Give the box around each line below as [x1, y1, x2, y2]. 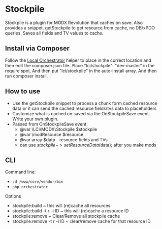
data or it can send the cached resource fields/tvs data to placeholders [12, 105, 157, 111]
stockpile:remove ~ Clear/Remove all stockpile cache [12, 213, 120, 219]
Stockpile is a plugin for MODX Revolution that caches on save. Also [5, 20, 143, 25]
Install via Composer [5, 44, 70, 52]
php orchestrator [12, 185, 48, 190]
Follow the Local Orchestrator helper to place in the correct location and [5, 57, 152, 63]
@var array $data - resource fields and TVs [19, 136, 108, 143]
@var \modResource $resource [19, 131, 84, 137]
